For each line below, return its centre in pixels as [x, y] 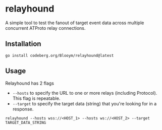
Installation [23, 44]
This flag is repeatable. [36, 98]
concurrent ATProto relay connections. [45, 28]
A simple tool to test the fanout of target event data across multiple [75, 23]
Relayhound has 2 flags [30, 83]
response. [23, 109]
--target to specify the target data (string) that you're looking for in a [85, 103]
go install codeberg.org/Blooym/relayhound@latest [60, 55]
